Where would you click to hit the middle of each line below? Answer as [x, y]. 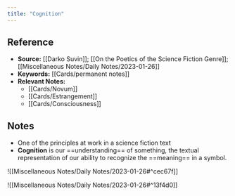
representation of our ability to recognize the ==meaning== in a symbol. [122, 158]
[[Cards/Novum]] [53, 89]
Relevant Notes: [41, 81]
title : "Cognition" [36, 14]
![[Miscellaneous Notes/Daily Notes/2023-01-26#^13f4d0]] [93, 185]
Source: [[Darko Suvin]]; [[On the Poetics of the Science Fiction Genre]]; [123, 59]
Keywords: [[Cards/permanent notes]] [74, 74]
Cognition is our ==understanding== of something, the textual [108, 150]
